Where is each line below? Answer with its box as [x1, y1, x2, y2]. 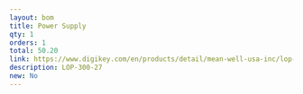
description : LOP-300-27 [9, 64, 103, 73]
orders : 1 [9, 38, 47, 47]
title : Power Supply [9, 21, 87, 30]
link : [9, 55, 30, 64]
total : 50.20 [9, 47, 59, 56]
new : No [9, 72, 39, 81]
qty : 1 [9, 30, 34, 38]
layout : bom [9, 13, 54, 22]
